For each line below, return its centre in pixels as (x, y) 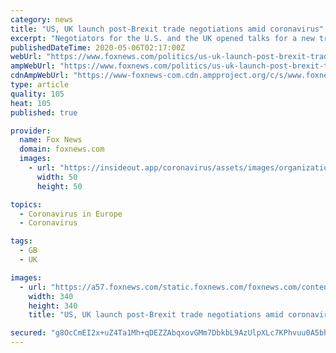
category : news (42, 19)
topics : (26, 204)
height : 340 (53, 306)
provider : (31, 131)
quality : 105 (37, 94)
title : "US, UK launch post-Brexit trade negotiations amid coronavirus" (167, 29)
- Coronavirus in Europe (71, 214)
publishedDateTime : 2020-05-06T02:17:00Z (98, 47)
